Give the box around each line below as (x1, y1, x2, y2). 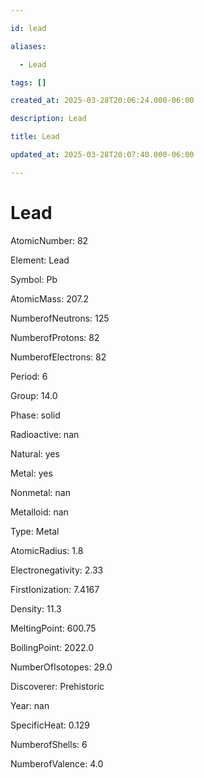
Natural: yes (10, 447, 60, 460)
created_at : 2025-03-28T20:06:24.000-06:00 (10, 96, 195, 106)
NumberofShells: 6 (10, 738, 88, 750)
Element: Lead (10, 254, 70, 266)
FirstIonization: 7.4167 (10, 583, 100, 595)
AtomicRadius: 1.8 (10, 544, 84, 556)
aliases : (10, 41, 47, 51)
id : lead (10, 23, 47, 33)
